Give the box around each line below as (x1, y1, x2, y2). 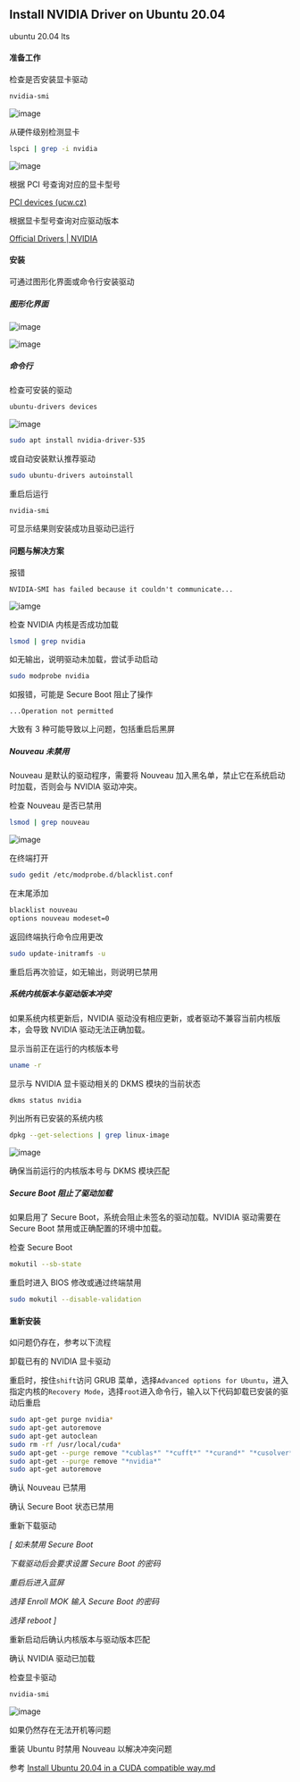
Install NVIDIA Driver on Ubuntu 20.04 (9, 7, 226, 22)
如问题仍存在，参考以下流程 (9, 1337, 112, 1348)
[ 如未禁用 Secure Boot (9, 1539, 94, 1550)
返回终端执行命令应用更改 (9, 931, 104, 942)
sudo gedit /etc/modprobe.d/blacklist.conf (9, 870, 174, 879)
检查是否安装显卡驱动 (9, 74, 87, 85)
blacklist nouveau (9, 906, 78, 915)
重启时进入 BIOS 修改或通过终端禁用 (9, 1277, 142, 1288)
